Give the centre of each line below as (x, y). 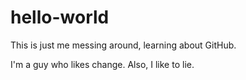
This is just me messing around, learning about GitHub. (123, 45)
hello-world (60, 17)
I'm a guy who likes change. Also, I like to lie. (102, 64)
